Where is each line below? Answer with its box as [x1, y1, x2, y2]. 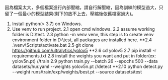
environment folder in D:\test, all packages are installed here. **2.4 [12, 37, 152, 43]
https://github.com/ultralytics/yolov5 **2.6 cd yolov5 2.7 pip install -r [12, 47, 156, 53]
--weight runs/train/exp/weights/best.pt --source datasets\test [12, 69, 142, 74]
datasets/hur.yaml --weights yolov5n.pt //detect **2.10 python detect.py [12, 63, 163, 69]
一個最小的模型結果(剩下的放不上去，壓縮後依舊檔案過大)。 [13, 11, 136, 17]
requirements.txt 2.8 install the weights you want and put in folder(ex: [12, 53, 156, 59]
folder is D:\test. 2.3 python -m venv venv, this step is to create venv [12, 32, 154, 37]
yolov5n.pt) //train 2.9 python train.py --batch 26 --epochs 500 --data [12, 58, 158, 64]
